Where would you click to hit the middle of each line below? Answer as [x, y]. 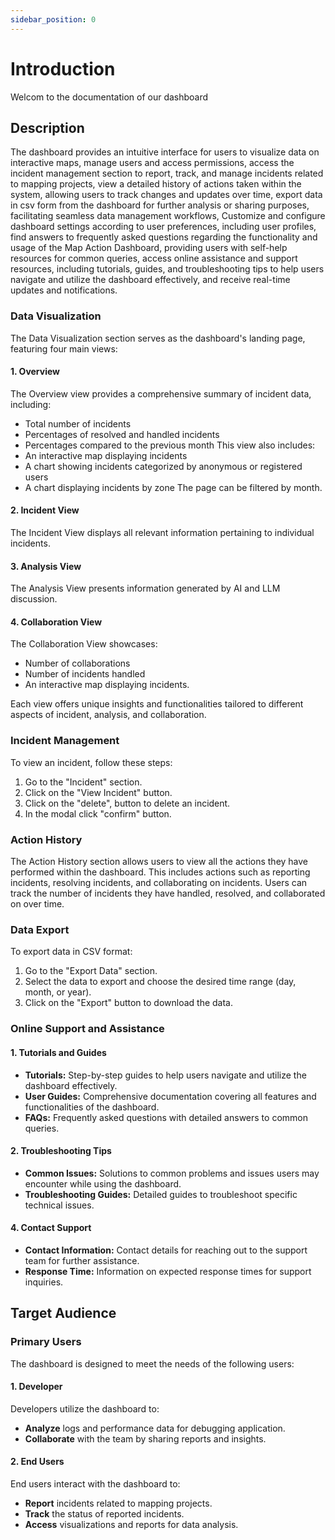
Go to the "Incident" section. [83, 782]
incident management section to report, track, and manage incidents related [167, 173]
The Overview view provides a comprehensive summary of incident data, [161, 393]
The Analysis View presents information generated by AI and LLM [145, 588]
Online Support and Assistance [87, 1029]
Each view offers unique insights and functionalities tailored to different [157, 704]
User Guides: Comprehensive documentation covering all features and [170, 1096]
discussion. [34, 599]
